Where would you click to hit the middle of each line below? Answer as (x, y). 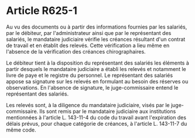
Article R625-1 (42, 11)
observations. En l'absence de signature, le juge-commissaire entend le (92, 87)
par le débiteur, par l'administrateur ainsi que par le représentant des (89, 33)
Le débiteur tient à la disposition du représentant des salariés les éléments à (98, 63)
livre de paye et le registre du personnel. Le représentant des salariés (90, 75)
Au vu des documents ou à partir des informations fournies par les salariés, (97, 27)
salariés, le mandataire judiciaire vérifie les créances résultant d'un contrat (96, 39)
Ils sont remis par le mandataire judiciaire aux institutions (108, 111)
